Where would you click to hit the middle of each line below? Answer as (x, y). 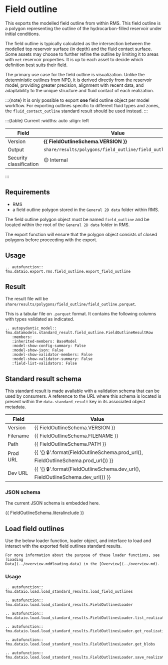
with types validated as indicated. (40, 319)
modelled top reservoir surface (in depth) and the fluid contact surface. (79, 49)
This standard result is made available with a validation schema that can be (82, 391)
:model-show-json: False (38, 350)
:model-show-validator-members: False (52, 355)
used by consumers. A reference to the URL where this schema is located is (83, 396)
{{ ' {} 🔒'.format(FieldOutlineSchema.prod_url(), (89, 452)
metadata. (15, 407)
